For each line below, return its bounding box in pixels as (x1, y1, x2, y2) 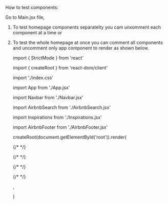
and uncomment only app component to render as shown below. (12, 45, 150, 51)
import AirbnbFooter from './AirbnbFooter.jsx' (12, 124, 108, 130)
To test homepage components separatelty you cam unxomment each (12, 24, 161, 30)
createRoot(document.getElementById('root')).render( (12, 134, 127, 140)
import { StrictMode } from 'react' (12, 55, 83, 61)
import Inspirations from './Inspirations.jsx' (12, 115, 102, 120)
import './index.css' (12, 75, 54, 81)
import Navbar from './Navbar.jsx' (12, 95, 83, 100)
